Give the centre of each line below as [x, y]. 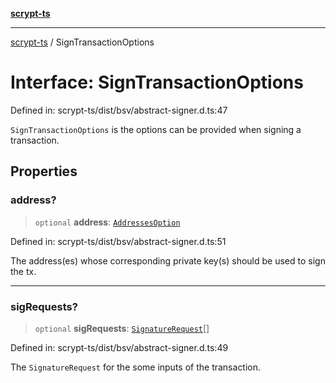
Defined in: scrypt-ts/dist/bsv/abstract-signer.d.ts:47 [119, 110]
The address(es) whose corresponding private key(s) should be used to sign [168, 260]
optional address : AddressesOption [107, 222]
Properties [44, 171]
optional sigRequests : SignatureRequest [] [122, 328]
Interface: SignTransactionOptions [157, 82]
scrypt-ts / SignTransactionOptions [82, 42]
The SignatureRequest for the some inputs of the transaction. [136, 367]
